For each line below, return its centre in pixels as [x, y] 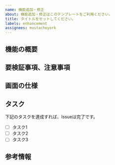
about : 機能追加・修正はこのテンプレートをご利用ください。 [59, 14]
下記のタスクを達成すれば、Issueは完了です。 [51, 117]
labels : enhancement [26, 23]
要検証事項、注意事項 [38, 67]
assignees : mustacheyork [31, 28]
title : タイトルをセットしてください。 [40, 19]
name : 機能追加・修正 [25, 10]
